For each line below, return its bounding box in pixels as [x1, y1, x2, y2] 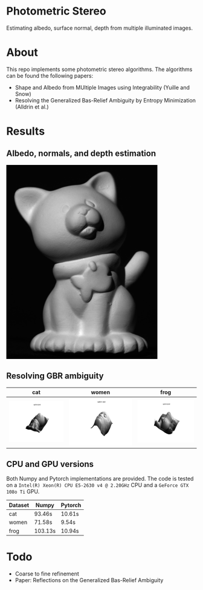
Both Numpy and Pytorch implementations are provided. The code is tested [6, 475, 194, 483]
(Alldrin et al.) [14, 103, 49, 110]
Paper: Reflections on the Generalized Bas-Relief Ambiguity [14, 577, 164, 583]
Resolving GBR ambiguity [6, 371, 104, 381]
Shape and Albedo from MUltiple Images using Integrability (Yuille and [14, 84, 190, 91]
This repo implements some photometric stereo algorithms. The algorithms [6, 65, 193, 73]
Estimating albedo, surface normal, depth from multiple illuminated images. [6, 24, 193, 32]
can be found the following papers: [6, 72, 94, 79]
